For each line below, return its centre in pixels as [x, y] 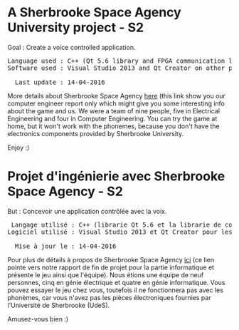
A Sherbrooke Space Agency [94, 12]
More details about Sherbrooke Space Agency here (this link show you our [117, 96]
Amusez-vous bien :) [38, 319]
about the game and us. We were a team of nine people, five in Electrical [114, 110]
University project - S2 [76, 27]
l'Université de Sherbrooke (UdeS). [59, 305]
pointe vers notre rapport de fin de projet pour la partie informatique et [111, 267]
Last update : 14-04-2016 [60, 82]
